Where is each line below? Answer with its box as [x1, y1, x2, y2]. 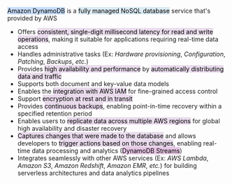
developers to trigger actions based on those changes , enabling [17, 139, 202, 147]
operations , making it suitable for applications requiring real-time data [17, 35, 219, 43]
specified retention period [17, 109, 92, 118]
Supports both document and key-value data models [17, 80, 170, 87]
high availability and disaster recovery [17, 125, 127, 132]
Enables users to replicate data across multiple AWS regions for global [17, 117, 220, 125]
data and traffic [17, 72, 62, 80]
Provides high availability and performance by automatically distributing [17, 65, 224, 73]
